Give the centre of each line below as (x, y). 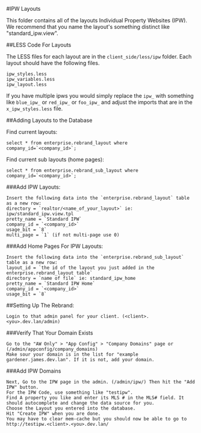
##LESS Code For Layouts (39, 45)
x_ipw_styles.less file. (35, 109)
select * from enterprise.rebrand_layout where (67, 143)
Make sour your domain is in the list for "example (72, 355)
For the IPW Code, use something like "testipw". (70, 393)
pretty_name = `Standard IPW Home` (51, 283)
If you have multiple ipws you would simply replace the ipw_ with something (100, 96)
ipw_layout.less (26, 84)
